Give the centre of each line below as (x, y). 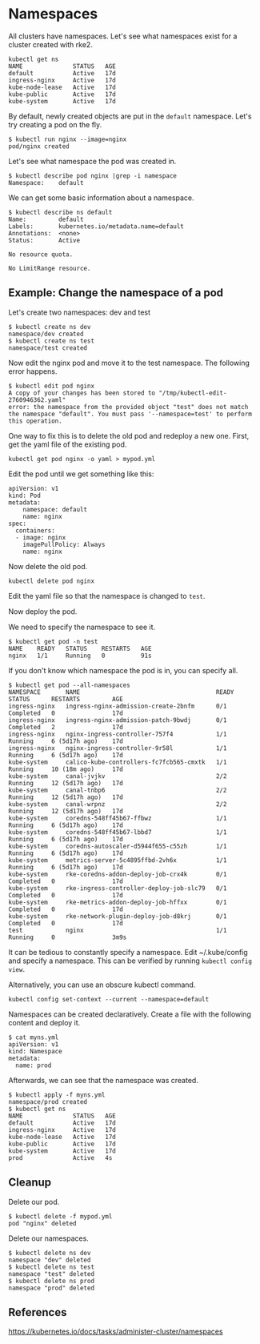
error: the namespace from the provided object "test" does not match (128, 407)
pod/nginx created (39, 146)
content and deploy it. (44, 1022)
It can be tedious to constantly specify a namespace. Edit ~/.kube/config (128, 952)
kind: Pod (25, 495)
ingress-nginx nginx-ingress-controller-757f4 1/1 (118, 734)
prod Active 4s (60, 1157)
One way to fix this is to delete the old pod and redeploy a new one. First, (129, 435)
